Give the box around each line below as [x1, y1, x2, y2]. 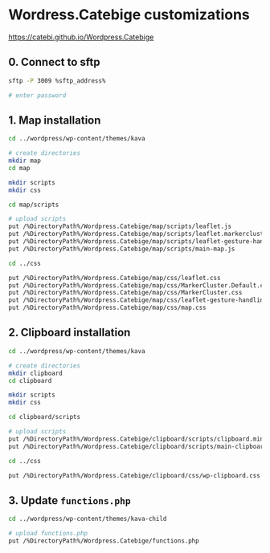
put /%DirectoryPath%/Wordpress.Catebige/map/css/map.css [8, 303, 207, 312]
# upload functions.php [8, 530, 88, 538]
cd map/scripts [8, 201, 59, 209]
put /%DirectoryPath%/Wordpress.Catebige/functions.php [8, 536, 199, 545]
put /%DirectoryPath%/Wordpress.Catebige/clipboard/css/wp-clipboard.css [8, 471, 261, 479]
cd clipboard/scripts [8, 413, 81, 421]
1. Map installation [8, 113, 101, 127]
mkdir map [8, 157, 42, 165]
